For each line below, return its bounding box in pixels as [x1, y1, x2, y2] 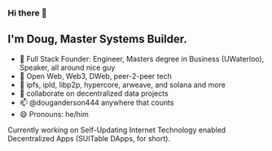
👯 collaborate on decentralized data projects [19, 88, 169, 98]
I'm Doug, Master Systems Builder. [7, 32, 188, 46]
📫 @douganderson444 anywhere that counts [19, 97, 174, 107]
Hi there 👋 [7, 7, 48, 19]
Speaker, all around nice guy [19, 63, 116, 72]
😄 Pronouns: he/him [19, 109, 89, 119]
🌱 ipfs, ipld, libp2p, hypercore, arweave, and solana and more [19, 80, 226, 89]
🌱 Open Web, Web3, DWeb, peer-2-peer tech [19, 71, 172, 80]
